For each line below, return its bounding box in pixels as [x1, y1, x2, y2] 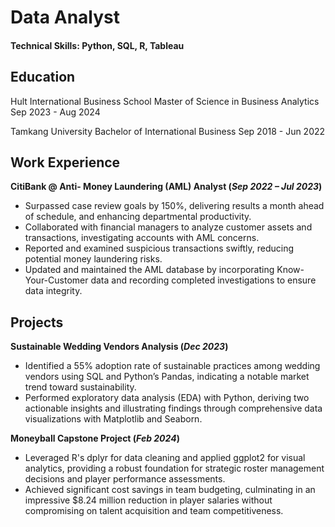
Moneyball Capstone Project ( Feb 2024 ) [10, 432, 180, 445]
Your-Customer [24, 274, 89, 286]
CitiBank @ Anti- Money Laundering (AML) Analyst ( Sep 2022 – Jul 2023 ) [10, 181, 323, 193]
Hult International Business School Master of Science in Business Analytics [10, 95, 320, 107]
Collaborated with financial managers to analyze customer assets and [24, 221, 313, 233]
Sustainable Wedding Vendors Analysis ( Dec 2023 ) [10, 341, 229, 353]
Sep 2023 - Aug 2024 [10, 106, 101, 118]
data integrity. [24, 285, 83, 297]
